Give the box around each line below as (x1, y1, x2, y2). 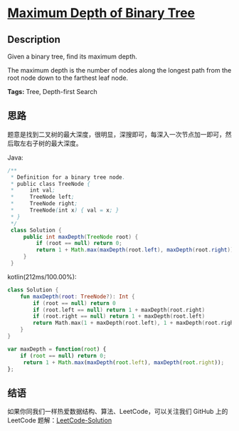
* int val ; (10, 187, 55, 194)
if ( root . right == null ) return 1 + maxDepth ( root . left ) (33, 313, 206, 320)
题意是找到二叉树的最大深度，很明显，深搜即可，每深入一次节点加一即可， (7, 130, 225, 138)
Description (7, 33, 60, 46)
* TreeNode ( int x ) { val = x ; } (10, 207, 119, 214)
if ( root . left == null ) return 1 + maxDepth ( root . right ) (33, 306, 206, 313)
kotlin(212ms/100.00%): (7, 272, 77, 281)
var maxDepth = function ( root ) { (7, 346, 107, 353)
